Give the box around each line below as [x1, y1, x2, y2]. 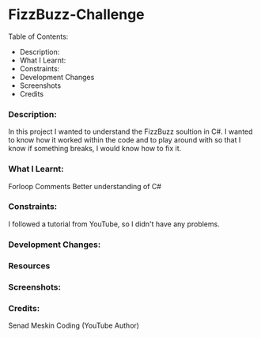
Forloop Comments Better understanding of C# [8, 181, 162, 191]
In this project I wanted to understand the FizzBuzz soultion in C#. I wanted [8, 127, 253, 136]
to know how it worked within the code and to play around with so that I [8, 135, 241, 145]
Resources [8, 260, 51, 271]
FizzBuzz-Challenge [8, 6, 145, 24]
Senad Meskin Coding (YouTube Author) [8, 321, 140, 330]
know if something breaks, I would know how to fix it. [8, 144, 182, 154]
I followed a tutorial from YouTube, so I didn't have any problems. [8, 219, 220, 229]
